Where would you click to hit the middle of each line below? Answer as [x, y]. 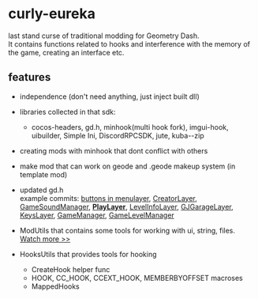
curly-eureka [52, 14]
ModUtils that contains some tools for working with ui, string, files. [127, 230]
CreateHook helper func [71, 269]
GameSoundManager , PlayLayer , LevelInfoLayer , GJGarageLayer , [127, 206]
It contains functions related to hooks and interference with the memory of [129, 44]
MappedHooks [56, 286]
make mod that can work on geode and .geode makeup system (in [127, 166]
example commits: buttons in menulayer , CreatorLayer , [108, 198]
